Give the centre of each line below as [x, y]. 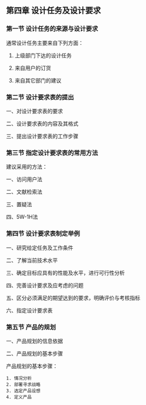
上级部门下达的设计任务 [43, 55]
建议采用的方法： [27, 167]
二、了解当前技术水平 [32, 260]
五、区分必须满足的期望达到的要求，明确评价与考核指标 [73, 298]
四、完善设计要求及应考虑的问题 [45, 285]
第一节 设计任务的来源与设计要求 [52, 29]
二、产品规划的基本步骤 [34, 353]
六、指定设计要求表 [29, 310]
